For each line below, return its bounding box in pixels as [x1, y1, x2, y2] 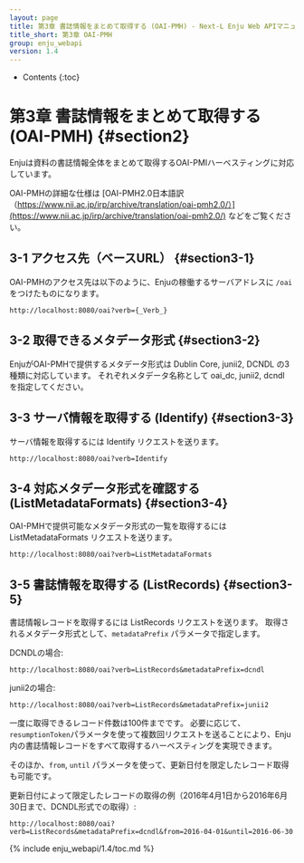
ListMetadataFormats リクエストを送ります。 [9, 532, 177, 543]
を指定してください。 [9, 381, 89, 392]
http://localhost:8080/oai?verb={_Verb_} [9, 305, 168, 315]
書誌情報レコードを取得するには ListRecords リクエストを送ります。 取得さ [9, 617, 290, 628]
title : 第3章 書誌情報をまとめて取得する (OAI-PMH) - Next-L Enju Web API [9, 22, 277, 31]
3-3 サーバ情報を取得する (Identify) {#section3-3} [9, 410, 294, 426]
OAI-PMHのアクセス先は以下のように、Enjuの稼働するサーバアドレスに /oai [9, 276, 292, 287]
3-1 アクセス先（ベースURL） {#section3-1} [9, 251, 255, 266]
